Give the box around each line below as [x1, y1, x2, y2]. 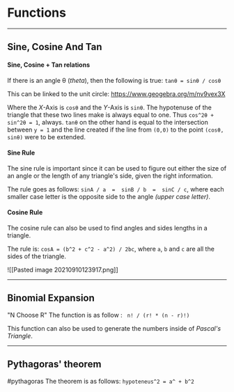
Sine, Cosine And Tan [7, 41, 102, 53]
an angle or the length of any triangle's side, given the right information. [7, 171, 213, 180]
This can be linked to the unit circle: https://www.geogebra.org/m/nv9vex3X [7, 89, 226, 98]
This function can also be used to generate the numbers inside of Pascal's [7, 324, 221, 332]
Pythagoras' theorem [7, 359, 102, 370]
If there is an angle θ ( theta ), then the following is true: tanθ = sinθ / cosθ [7, 76, 221, 84]
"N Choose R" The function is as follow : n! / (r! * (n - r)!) [7, 311, 190, 319]
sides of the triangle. [7, 252, 66, 260]
